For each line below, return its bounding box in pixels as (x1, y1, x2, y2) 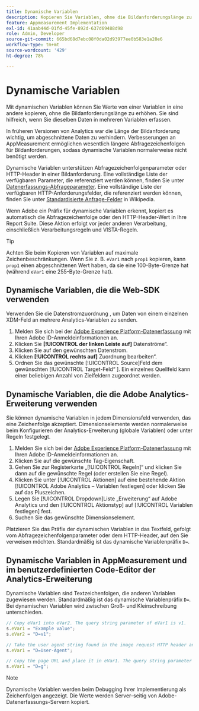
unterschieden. (6, 609, 43, 615)
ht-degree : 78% (6, 53, 44, 59)
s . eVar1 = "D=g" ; (6, 664, 49, 669)
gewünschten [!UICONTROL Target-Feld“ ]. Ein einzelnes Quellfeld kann (14, 366, 191, 373)
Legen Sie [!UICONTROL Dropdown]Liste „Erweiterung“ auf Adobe (14, 495, 178, 502)
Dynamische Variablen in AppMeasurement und (6, 556, 187, 566)
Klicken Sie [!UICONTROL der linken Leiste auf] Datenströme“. (14, 341, 168, 348)
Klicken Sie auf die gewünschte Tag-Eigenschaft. (14, 458, 135, 465)
